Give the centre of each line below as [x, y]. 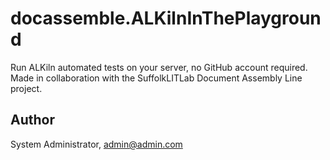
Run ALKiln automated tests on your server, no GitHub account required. [159, 67]
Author [32, 120]
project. [26, 88]
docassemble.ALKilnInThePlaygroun [166, 18]
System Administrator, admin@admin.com [96, 144]
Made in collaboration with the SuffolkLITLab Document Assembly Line [156, 78]
